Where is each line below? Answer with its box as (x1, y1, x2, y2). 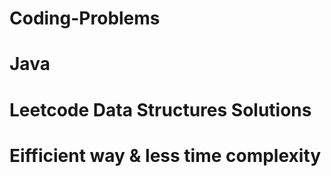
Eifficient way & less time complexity (9, 144, 322, 167)
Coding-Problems (9, 7, 161, 30)
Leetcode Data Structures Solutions (9, 98, 312, 121)
